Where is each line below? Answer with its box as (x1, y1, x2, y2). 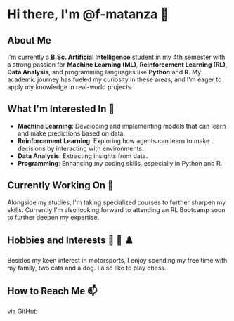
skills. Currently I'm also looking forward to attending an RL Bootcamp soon (7, 205, 226, 214)
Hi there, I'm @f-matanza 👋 (7, 6, 169, 22)
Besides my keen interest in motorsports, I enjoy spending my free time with (7, 256, 228, 265)
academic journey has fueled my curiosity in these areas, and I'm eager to (7, 75, 222, 84)
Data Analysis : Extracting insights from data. (17, 151, 148, 160)
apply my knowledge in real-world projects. (7, 83, 134, 91)
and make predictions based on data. (17, 129, 125, 138)
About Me (7, 34, 51, 46)
